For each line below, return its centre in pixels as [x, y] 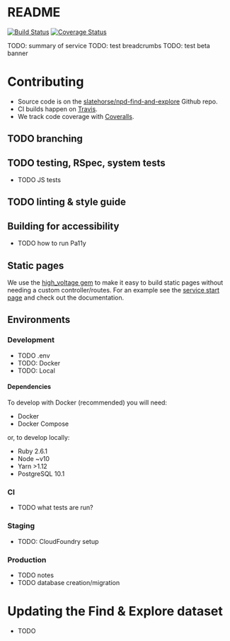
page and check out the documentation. [66, 297]
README [34, 12]
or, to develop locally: [39, 437]
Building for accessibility [63, 226]
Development [31, 340]
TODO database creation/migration [69, 582]
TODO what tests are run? [55, 508]
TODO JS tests [39, 180]
